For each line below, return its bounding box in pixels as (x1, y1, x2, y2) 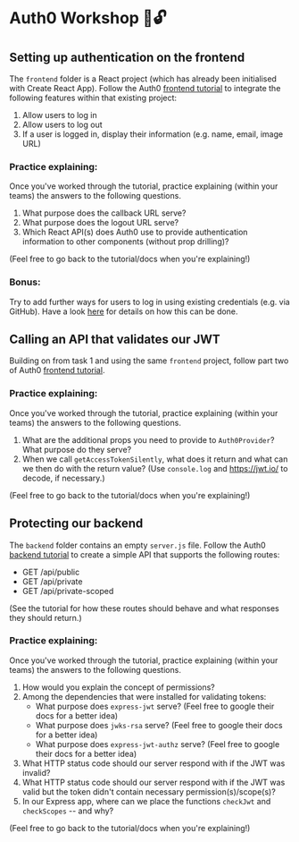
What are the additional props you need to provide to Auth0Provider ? (21, 434, 275, 445)
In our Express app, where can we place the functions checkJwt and (21, 795, 271, 806)
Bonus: (9, 276, 41, 288)
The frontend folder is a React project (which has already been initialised (9, 73, 277, 84)
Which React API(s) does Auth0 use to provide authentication (21, 226, 248, 238)
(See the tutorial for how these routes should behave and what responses (9, 602, 279, 614)
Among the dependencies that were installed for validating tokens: (21, 691, 267, 702)
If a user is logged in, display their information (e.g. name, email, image (21, 129, 284, 140)
